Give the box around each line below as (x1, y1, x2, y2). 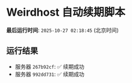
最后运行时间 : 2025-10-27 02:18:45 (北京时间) (6, 26, 119, 34)
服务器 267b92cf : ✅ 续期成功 (14, 63, 84, 70)
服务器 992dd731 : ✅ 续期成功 (14, 70, 84, 78)
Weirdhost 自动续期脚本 (6, 5, 125, 19)
